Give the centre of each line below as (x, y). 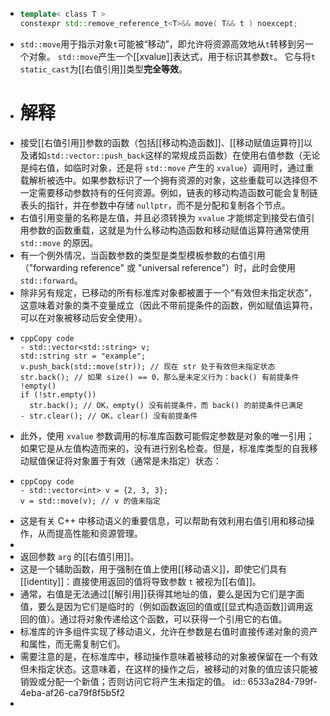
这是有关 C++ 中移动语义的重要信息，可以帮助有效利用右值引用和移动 (163, 520)
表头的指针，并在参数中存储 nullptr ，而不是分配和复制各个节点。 (155, 205)
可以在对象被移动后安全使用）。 (83, 317)
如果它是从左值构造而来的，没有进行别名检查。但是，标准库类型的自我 (164, 448)
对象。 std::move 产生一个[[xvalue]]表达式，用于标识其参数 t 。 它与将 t (172, 56)
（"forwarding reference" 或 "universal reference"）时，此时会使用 (158, 267)
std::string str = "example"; (83, 356)
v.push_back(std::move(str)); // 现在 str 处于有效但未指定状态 (147, 366)
